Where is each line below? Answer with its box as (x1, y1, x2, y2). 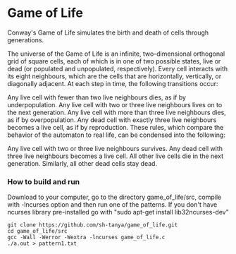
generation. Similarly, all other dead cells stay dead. (7, 159, 157, 167)
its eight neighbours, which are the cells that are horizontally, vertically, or (7, 72, 222, 80)
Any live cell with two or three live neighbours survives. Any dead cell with (7, 144, 223, 152)
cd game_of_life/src (7, 228, 68, 235)
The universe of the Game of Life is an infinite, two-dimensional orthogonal (7, 49, 225, 58)
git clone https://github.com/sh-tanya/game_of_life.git (7, 222, 178, 229)
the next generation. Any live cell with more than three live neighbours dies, (7, 108, 227, 116)
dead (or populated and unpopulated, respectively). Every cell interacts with (7, 64, 228, 73)
